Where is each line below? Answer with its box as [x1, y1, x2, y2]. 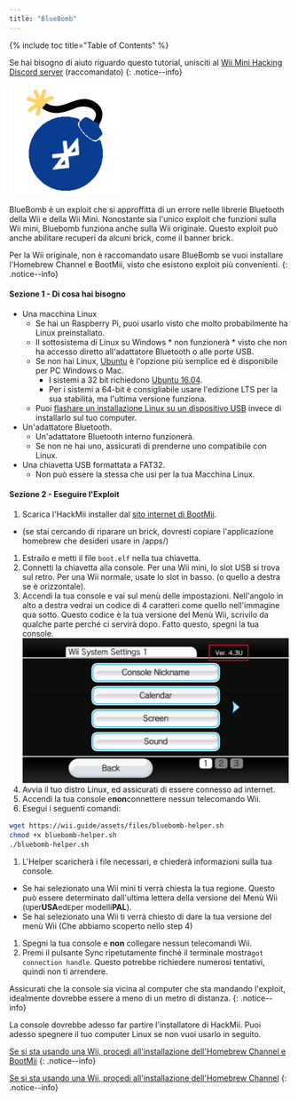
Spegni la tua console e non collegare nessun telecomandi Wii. [21, 938, 253, 949]
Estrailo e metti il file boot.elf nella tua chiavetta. [21, 553, 201, 564]
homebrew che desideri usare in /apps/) [21, 535, 169, 546]
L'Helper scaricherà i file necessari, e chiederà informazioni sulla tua [21, 857, 272, 867]
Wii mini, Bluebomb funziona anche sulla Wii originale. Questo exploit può [9, 223, 278, 234]
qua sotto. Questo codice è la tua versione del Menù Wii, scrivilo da [21, 609, 269, 621]
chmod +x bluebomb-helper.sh [9, 831, 117, 840]
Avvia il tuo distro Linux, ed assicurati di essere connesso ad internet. [21, 784, 276, 795]
